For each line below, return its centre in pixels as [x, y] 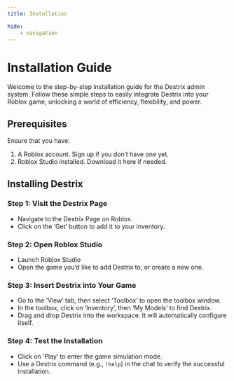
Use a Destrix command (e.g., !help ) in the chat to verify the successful [121, 363]
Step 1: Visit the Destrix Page [57, 204]
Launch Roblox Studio [49, 260]
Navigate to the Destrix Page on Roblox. [75, 219]
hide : [15, 26]
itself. [25, 323]
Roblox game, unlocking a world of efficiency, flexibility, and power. [104, 102]
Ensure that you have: [39, 141]
